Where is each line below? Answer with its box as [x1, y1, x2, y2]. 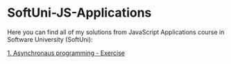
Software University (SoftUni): [7, 35, 93, 43]
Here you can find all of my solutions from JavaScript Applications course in [7, 28, 225, 36]
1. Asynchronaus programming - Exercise [7, 49, 125, 57]
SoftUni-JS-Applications [7, 5, 152, 21]
